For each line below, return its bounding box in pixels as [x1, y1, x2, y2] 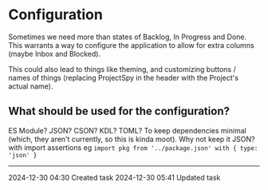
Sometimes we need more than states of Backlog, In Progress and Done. [8, 32, 247, 42]
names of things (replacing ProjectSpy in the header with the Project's [8, 73, 239, 82]
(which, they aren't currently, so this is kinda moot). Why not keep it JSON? [8, 134, 255, 144]
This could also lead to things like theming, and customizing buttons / [8, 64, 237, 73]
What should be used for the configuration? [8, 105, 230, 118]
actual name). [8, 81, 53, 91]
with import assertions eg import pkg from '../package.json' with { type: [8, 142, 258, 152]
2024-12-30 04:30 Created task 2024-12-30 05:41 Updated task [8, 172, 221, 182]
